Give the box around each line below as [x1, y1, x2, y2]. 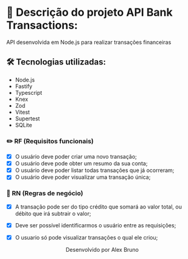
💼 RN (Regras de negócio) [6, 189, 83, 198]
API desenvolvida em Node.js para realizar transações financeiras [6, 38, 172, 46]
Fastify [15, 82, 32, 90]
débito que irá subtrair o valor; [15, 210, 91, 217]
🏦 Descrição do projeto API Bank [6, 5, 173, 19]
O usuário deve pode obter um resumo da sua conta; [15, 160, 148, 167]
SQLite [15, 121, 32, 128]
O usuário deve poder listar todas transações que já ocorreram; [15, 167, 175, 174]
